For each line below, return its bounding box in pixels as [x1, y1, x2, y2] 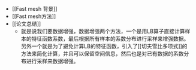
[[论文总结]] [11, 20, 41, 27]
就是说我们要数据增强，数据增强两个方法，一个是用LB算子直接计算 [20, 28, 185, 35]
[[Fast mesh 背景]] [11, 5, 58, 12]
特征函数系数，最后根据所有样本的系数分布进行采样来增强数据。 [31, 35, 189, 42]
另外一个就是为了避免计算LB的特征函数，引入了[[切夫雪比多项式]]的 [20, 42, 188, 50]
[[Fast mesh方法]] [11, 13, 56, 20]
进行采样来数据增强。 [26, 57, 79, 65]
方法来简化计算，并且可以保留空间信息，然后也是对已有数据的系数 [20, 50, 184, 57]
